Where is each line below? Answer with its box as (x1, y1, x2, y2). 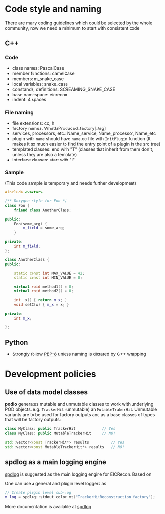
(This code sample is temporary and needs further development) (5, 180, 137, 186)
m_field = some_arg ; (23, 225, 65, 231)
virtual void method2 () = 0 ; (14, 289, 74, 294)
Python (5, 338, 28, 347)
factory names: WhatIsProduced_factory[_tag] (12, 125, 106, 131)
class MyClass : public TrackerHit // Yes (5, 426, 116, 431)
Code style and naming (5, 3, 102, 15)
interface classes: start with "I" (12, 157, 75, 162)
